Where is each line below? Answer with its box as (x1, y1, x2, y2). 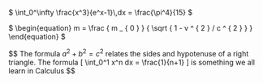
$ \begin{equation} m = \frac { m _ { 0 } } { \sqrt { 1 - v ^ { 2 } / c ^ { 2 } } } (8, 23, 253, 32)
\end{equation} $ (8, 32, 67, 41)
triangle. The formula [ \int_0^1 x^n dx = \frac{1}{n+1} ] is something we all (8, 57, 256, 67)
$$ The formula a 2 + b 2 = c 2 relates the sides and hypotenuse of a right (8, 48, 249, 58)
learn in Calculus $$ (8, 65, 75, 76)
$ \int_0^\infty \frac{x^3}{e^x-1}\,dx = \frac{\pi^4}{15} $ (8, 8, 193, 17)
